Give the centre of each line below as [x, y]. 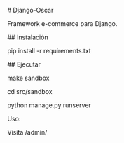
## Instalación [28, 37]
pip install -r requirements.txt [49, 51]
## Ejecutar [24, 64]
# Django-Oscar [30, 10]
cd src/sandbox [30, 91]
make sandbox [28, 78]
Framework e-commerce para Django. [62, 23]
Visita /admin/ [27, 132]
